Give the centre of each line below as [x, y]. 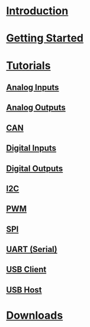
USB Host [24, 290]
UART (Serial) [32, 249]
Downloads [35, 315]
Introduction [37, 11]
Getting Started [45, 38]
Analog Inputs [33, 87]
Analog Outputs [36, 108]
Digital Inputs [31, 148]
